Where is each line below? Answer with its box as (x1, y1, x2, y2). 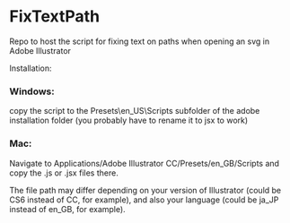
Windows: (9, 85, 56, 98)
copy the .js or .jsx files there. (9, 167, 119, 178)
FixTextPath (9, 6, 101, 27)
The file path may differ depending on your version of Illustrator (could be (9, 184, 282, 195)
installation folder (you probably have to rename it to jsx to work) (9, 115, 249, 126)
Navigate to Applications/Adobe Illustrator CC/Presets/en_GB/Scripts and (9, 158, 280, 168)
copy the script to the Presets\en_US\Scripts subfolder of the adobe (9, 106, 260, 116)
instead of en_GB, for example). (9, 203, 126, 214)
